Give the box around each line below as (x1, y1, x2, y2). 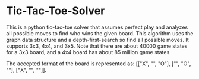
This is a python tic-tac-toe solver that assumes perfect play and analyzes (6, 24, 188, 31)
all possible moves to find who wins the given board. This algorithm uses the (6, 29, 194, 37)
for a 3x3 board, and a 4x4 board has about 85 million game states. (6, 48, 171, 55)
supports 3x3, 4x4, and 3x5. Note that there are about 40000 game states (6, 42, 188, 50)
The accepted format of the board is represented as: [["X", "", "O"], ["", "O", (6, 60, 191, 67)
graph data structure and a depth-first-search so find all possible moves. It (6, 36, 189, 43)
